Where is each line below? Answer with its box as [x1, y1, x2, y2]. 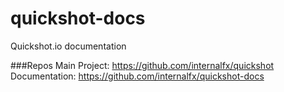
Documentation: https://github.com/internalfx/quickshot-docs [10, 70, 265, 82]
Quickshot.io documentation [10, 40, 127, 52]
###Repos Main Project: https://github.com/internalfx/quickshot [10, 59, 275, 71]
